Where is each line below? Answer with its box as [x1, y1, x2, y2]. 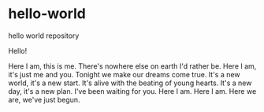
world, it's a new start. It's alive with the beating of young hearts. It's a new [8, 78, 252, 88]
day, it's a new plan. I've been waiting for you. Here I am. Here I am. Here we [8, 86, 257, 95]
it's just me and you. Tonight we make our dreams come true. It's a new [8, 69, 240, 79]
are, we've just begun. [8, 95, 80, 104]
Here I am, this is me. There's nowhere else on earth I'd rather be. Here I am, [8, 61, 257, 71]
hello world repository [8, 31, 80, 40]
